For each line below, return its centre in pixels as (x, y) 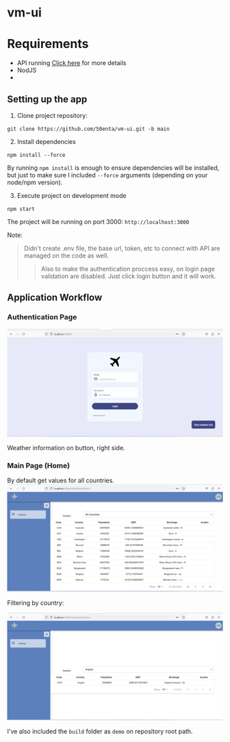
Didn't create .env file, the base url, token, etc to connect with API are (122, 248)
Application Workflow (55, 298)
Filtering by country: (36, 603)
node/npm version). (35, 182)
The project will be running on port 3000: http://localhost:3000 (98, 221)
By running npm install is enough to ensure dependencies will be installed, (113, 168)
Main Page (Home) (39, 466)
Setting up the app (47, 99)
